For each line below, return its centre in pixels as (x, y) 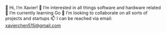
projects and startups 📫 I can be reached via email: (59, 18)
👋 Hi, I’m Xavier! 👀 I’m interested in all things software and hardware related (83, 8)
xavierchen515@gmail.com (33, 25)
